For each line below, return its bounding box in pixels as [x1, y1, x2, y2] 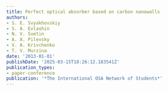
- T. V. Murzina [6, 48, 47, 54]
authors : [6, 14, 28, 20]
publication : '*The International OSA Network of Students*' [6, 75, 163, 81]
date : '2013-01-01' [6, 53, 55, 59]
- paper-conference [6, 70, 55, 76]
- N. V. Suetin [6, 31, 45, 37]
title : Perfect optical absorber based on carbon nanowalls [6, 8, 161, 15]
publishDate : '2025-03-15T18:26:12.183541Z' [6, 59, 120, 65]
